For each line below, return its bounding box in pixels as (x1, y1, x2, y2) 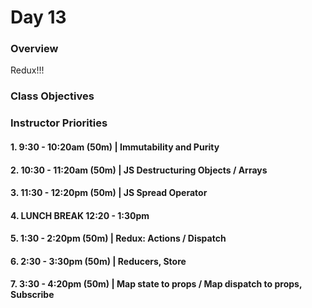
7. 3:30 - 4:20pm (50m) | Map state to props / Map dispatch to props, (10, 278, 303, 290)
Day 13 (10, 6, 67, 29)
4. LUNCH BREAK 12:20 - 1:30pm (10, 209, 150, 221)
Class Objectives (10, 89, 95, 103)
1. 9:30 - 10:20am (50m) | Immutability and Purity (10, 141, 220, 153)
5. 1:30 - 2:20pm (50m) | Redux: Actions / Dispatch (10, 232, 227, 245)
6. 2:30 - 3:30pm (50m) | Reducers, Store (10, 255, 187, 267)
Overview (10, 42, 59, 56)
